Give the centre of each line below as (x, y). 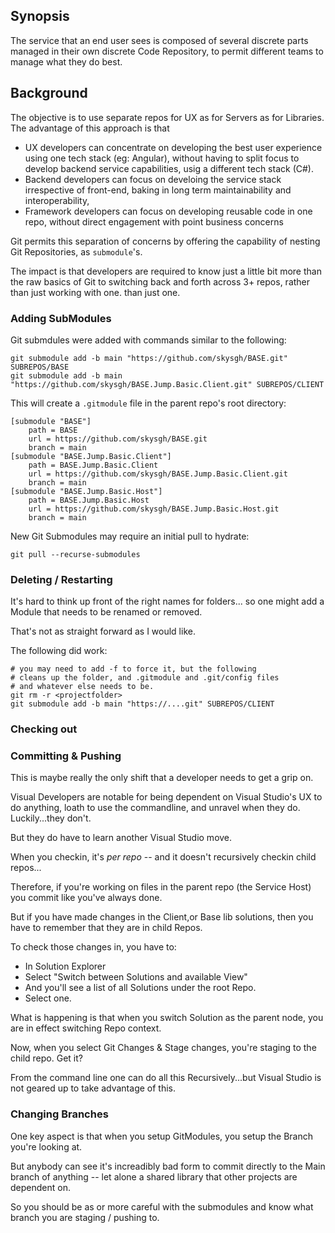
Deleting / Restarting (61, 579)
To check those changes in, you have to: (93, 947)
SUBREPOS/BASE (40, 367)
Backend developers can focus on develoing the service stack (153, 179)
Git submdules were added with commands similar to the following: (148, 340)
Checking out (44, 729)
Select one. (48, 998)
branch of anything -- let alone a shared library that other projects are (154, 1176)
